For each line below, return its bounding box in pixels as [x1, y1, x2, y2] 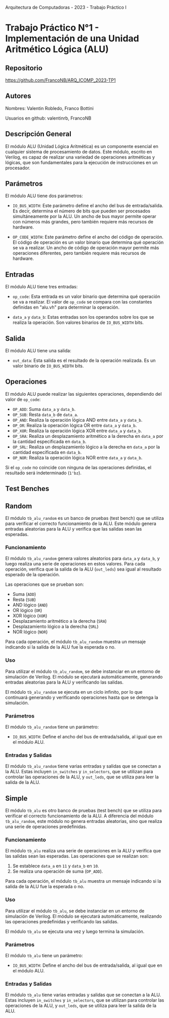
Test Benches [5, 484, 50, 493]
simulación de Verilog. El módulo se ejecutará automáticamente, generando [5, 673, 163, 680]
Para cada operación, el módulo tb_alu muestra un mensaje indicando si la [5, 878, 161, 884]
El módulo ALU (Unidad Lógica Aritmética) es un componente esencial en [5, 143, 158, 149]
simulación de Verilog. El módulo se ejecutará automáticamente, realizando [5, 913, 162, 919]
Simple [5, 794, 28, 803]
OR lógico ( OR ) [12, 608, 43, 614]
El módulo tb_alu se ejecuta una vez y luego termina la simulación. [5, 928, 145, 934]
